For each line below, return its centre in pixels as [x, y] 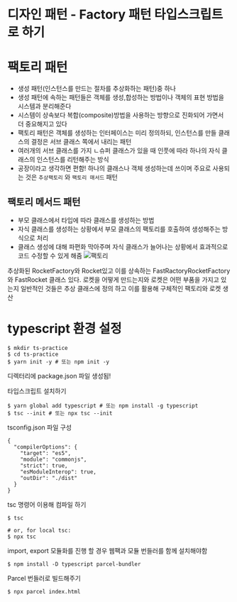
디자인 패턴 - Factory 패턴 [79, 15]
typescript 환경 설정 [65, 329]
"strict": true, [44, 466]
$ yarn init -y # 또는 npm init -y [59, 362]
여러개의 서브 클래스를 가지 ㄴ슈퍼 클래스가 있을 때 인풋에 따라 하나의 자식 [119, 150]
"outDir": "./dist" [49, 478]
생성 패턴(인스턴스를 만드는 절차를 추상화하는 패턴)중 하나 [97, 89]
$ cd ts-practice [33, 354]
